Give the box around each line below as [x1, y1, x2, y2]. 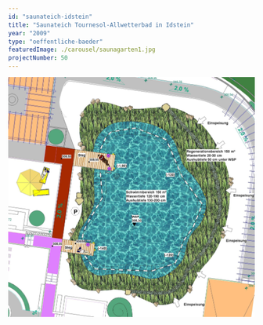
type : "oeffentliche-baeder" [8, 38, 103, 46]
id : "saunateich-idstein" [8, 13, 92, 20]
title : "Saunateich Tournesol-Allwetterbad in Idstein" [8, 20, 194, 29]
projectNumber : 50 [8, 54, 68, 62]
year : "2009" [8, 29, 51, 37]
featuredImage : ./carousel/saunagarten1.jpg [8, 46, 156, 54]
